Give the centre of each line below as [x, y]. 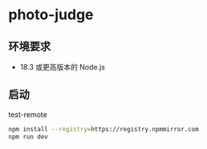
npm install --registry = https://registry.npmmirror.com [103, 129]
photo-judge [51, 15]
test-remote [28, 115]
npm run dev [28, 137]
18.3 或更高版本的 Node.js [63, 67]
